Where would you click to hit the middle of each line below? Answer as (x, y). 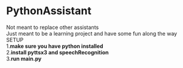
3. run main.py (24, 59)
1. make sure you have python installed (55, 46)
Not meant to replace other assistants (53, 27)
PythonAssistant (49, 11)
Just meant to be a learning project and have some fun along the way (92, 33)
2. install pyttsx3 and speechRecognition (57, 52)
